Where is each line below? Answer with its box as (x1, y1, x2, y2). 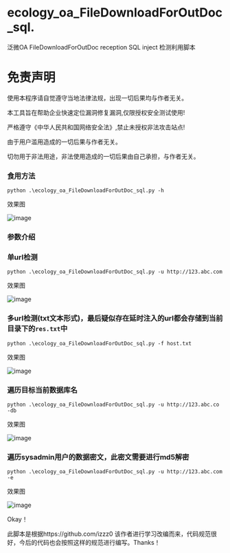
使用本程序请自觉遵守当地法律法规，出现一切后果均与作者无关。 (7, 94, 187, 102)
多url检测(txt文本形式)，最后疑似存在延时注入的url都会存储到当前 (7, 314, 223, 323)
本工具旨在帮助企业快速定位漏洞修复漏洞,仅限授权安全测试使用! (7, 108, 185, 116)
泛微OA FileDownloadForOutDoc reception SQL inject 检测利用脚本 (7, 43, 196, 51)
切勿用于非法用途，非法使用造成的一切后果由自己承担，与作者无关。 (7, 152, 200, 160)
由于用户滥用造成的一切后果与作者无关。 (7, 138, 122, 146)
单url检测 (7, 252, 38, 262)
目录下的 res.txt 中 (7, 324, 68, 334)
